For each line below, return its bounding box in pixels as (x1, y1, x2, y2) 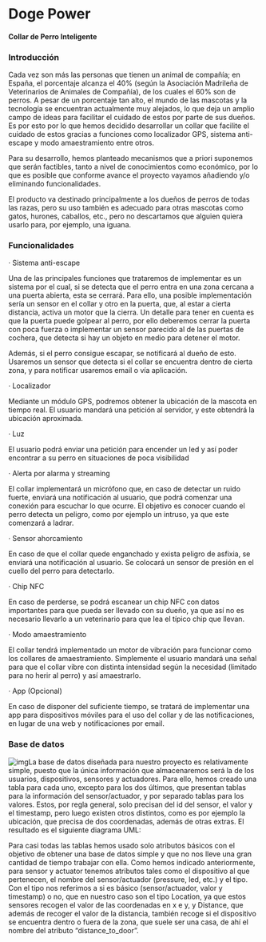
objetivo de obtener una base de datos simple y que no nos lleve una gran (8, 849, 252, 859)
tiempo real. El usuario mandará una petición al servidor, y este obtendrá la (8, 405, 255, 415)
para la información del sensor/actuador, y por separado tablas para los (8, 791, 244, 800)
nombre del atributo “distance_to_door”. (8, 925, 139, 935)
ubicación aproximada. (8, 414, 84, 423)
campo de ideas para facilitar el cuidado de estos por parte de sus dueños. (8, 113, 256, 122)
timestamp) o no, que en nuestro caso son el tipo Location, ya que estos (8, 892, 246, 901)
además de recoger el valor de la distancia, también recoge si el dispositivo (8, 908, 257, 918)
